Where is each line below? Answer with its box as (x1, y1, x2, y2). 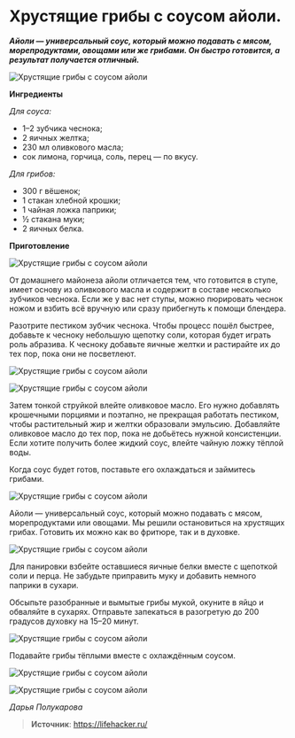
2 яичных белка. (21, 223, 84, 234)
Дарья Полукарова (9, 702, 83, 712)
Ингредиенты (9, 89, 64, 99)
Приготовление (9, 240, 70, 251)
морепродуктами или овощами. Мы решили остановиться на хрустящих (9, 517, 285, 528)
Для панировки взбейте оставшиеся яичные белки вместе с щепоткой (9, 561, 278, 571)
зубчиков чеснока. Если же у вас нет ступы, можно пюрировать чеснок (9, 293, 283, 304)
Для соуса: (9, 105, 51, 116)
